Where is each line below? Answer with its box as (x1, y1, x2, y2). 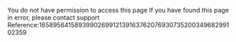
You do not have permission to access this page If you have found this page (7, 6, 229, 14)
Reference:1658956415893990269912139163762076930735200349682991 (7, 21, 230, 29)
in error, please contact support (7, 13, 100, 22)
